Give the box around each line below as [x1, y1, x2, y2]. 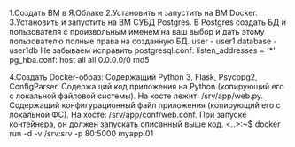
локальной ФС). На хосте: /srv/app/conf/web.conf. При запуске [9, 110, 247, 120]
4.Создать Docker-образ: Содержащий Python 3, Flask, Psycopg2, [9, 72, 259, 82]
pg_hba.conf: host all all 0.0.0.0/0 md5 [9, 55, 150, 65]
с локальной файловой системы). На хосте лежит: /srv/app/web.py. [9, 90, 264, 101]
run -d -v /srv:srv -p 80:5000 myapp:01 [9, 128, 154, 138]
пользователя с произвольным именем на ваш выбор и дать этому [9, 27, 265, 36]
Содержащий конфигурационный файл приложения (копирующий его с [9, 100, 281, 110]
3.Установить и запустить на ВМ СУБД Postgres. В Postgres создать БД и [9, 17, 286, 27]
